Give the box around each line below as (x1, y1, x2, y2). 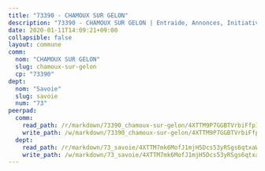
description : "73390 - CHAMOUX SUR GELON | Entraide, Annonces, (8, 19, 224, 27)
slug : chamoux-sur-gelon (15, 63, 97, 71)
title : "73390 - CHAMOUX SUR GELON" (8, 11, 129, 20)
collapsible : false (8, 33, 73, 42)
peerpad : (8, 107, 37, 115)
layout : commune (8, 41, 62, 49)
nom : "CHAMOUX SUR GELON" (15, 56, 101, 64)
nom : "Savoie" (15, 84, 62, 93)
